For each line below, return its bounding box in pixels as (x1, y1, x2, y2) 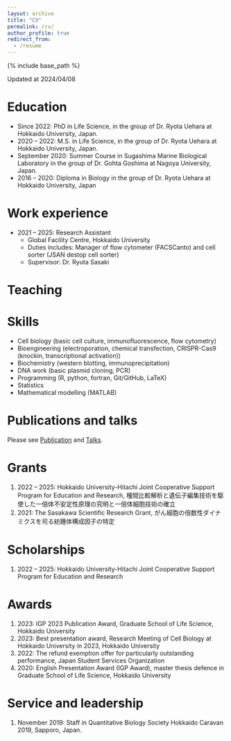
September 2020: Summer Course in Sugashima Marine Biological (17, 151, 207, 160)
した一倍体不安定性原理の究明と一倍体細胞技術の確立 (23, 500, 176, 508)
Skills (7, 314, 40, 330)
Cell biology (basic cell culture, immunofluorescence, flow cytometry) (17, 337, 217, 345)
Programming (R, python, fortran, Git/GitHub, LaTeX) (17, 374, 167, 382)
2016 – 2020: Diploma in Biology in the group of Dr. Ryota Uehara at (17, 173, 211, 182)
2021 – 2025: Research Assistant (17, 228, 111, 237)
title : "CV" (7, 17, 42, 24)
